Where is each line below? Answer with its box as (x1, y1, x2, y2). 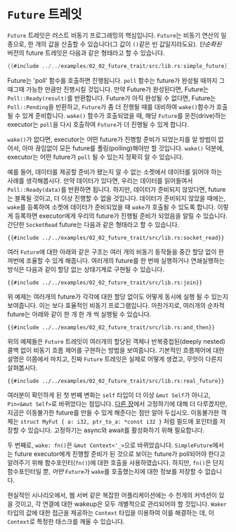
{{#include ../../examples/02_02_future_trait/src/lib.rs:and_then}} (7, 324, 216, 331)
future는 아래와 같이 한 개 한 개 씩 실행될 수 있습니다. (7, 310, 152, 318)
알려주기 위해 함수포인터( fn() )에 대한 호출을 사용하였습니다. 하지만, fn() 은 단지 (7, 458, 225, 467)
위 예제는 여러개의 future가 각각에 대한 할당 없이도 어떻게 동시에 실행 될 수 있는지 (7, 292, 228, 301)
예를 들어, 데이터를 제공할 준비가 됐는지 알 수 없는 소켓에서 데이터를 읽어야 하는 (7, 167, 223, 176)
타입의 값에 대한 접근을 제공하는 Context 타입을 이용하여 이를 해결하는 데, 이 (7, 508, 214, 517)
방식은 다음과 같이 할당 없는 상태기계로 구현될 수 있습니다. (7, 265, 165, 273)
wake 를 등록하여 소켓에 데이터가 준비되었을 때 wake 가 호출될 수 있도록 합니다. (7, 202, 216, 211)
